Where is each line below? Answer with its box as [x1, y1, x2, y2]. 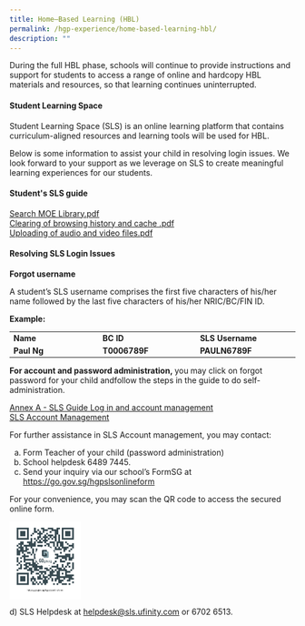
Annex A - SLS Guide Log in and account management [9, 402, 213, 413]
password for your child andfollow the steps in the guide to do [9, 375, 242, 386]
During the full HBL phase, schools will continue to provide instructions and [9, 60, 291, 71]
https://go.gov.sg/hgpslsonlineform [22, 476, 155, 487]
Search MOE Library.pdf [9, 207, 100, 218]
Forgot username [9, 268, 76, 279]
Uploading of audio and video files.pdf [9, 227, 153, 238]
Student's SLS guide [9, 187, 88, 199]
